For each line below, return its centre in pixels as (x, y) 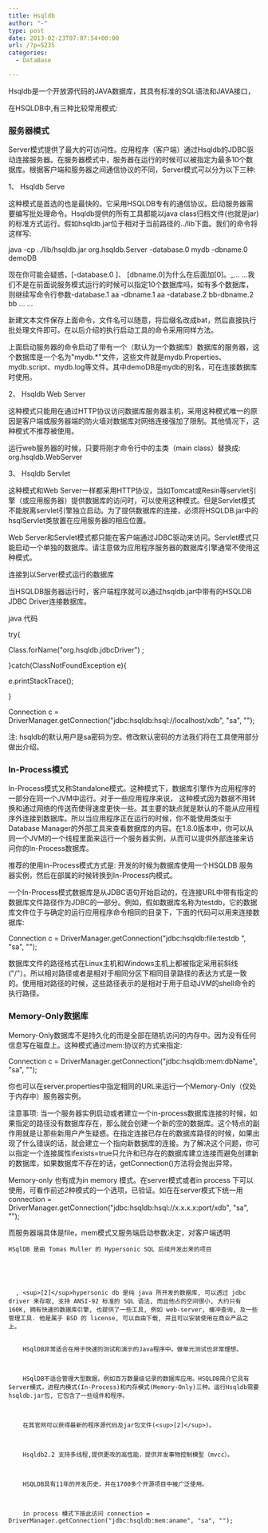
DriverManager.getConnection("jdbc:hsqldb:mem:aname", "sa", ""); (121, 1520)
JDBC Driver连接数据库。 (50, 601)
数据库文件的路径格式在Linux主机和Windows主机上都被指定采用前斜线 (123, 964)
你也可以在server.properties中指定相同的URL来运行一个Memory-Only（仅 (129, 1086)
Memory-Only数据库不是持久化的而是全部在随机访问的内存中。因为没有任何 (132, 1035)
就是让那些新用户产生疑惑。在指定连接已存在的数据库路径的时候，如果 (137, 1133)
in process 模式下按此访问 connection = (86, 1513)
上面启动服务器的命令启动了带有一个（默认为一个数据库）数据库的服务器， (130, 347)
